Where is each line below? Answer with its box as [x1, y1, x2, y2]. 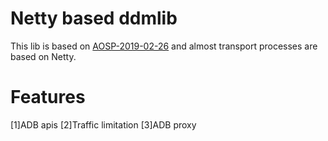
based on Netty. [10, 50, 77, 62]
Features [10, 86, 86, 109]
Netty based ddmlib [10, 7, 178, 30]
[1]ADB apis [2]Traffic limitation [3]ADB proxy [10, 118, 197, 131]
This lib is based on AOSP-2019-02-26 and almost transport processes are [10, 40, 318, 52]
